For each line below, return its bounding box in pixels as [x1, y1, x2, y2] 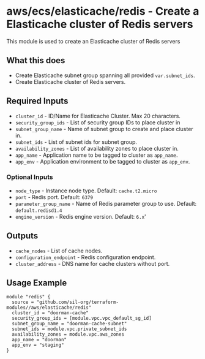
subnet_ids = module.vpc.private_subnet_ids [12, 326, 127, 332]
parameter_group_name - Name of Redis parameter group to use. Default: [15, 200, 197, 207]
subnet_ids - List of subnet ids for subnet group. [15, 138, 138, 145]
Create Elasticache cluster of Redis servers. [15, 78, 126, 85]
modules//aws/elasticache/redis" [6, 304, 92, 311]
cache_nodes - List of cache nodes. [15, 247, 103, 254]
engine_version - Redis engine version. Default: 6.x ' [15, 213, 147, 220]
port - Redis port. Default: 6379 [15, 193, 94, 200]
